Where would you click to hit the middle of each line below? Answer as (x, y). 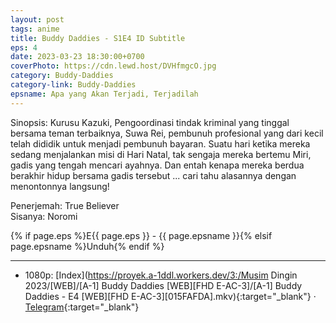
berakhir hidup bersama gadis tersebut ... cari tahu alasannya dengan (153, 175)
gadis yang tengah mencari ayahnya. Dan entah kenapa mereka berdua (157, 165)
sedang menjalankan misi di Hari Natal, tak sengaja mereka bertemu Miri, (161, 154)
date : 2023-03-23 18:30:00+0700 (77, 57)
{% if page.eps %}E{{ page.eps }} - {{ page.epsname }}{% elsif (141, 235)
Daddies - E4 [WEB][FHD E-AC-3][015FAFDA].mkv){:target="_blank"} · (170, 296)
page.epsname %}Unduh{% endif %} (87, 246)
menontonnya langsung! (60, 186)
